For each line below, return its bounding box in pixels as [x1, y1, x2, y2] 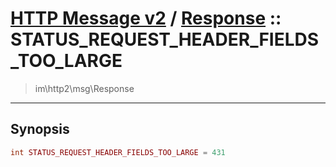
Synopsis [10, 121, 70, 138]
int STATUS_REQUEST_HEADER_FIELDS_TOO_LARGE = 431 [10, 147, 226, 157]
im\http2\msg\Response [34, 82, 135, 94]
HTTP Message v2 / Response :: [10, 7, 282, 30]
